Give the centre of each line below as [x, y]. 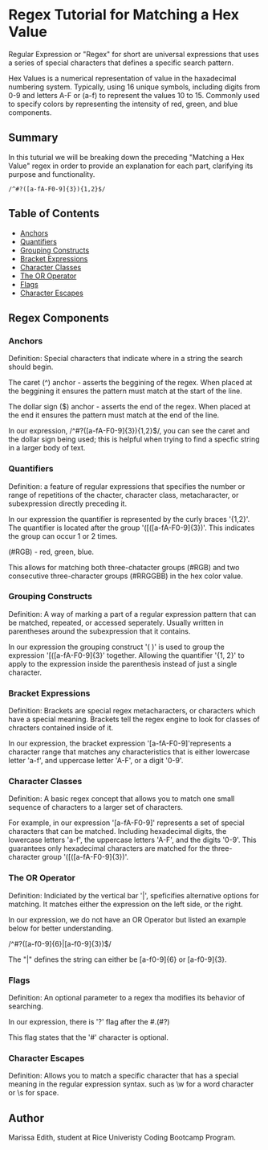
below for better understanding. [61, 928]
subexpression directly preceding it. [67, 503]
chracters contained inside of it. [61, 728]
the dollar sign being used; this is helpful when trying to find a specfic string [134, 439]
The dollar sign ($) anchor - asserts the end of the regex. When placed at [130, 407]
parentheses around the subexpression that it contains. [99, 631]
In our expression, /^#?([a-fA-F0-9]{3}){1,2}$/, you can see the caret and [129, 431]
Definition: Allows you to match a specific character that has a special [124, 1076]
